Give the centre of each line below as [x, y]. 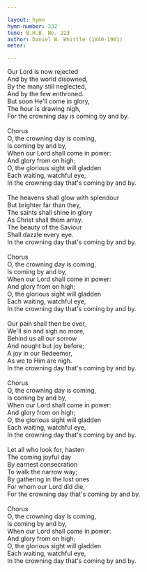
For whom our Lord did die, [46, 487]
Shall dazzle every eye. [40, 235]
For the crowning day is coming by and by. [68, 116]
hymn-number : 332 [32, 26]
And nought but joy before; [46, 346]
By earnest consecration [42, 465]
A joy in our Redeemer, [40, 354]
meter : [17, 46]
